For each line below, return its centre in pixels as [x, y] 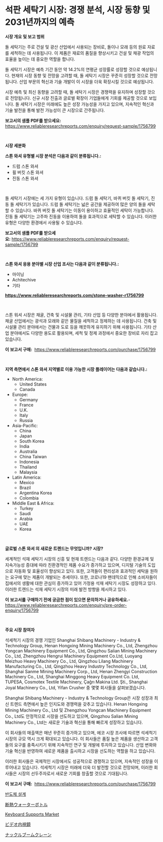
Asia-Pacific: [25, 425]
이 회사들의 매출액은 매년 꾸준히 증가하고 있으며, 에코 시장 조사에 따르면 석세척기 [81, 732]
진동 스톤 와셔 [25, 178]
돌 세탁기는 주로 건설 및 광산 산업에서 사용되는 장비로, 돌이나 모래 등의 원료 [76, 47]
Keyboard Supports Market [32, 814]
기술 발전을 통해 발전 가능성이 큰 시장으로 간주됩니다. [55, 110]
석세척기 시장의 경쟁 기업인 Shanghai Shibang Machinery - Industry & [73, 640]
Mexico [27, 482]
